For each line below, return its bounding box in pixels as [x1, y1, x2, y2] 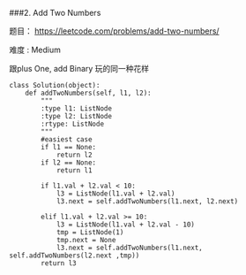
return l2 [56, 150, 93, 159]
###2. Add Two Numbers [9, 8, 101, 18]
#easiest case [41, 135, 93, 144]
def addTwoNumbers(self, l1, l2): [25, 88, 152, 97]
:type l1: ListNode [41, 104, 113, 113]
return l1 [56, 166, 93, 175]
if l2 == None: [41, 158, 97, 167]
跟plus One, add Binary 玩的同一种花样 [9, 64, 150, 73]
